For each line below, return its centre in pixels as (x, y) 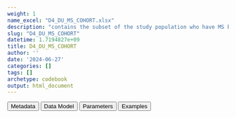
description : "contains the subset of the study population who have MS (116, 27)
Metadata (23, 106)
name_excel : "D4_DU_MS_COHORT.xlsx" (61, 20)
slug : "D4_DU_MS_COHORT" (44, 33)
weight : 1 (22, 14)
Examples (135, 106)
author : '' (23, 53)
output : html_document (40, 86)
